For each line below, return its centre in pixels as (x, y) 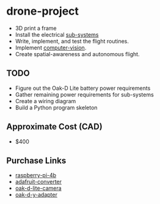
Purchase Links (36, 160)
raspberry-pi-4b (36, 175)
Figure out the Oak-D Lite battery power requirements (83, 88)
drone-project (43, 11)
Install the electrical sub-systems (57, 34)
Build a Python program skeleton (56, 107)
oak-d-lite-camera (38, 188)
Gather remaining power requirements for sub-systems (84, 94)
